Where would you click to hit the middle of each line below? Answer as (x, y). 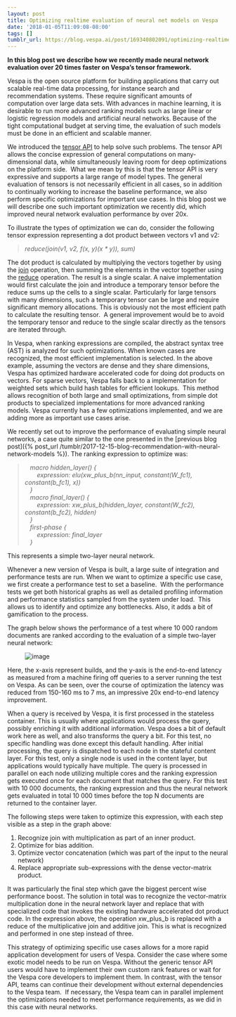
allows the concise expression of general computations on (92, 155)
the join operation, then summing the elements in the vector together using (116, 270)
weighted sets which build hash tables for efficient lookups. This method (113, 388)
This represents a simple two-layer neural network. (81, 556)
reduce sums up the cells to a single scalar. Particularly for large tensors (112, 292)
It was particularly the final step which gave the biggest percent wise (107, 889)
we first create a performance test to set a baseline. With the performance (116, 585)
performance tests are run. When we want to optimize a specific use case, (115, 577)
